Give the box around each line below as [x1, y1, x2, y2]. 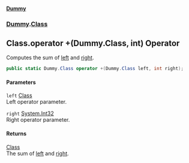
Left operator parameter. [6, 98, 67, 105]
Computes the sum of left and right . [6, 54, 94, 61]
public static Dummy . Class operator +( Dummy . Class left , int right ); [6, 66, 184, 72]
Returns [6, 130, 27, 137]
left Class [6, 92, 32, 99]
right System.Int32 [6, 110, 54, 117]
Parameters [6, 79, 36, 86]
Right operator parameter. [6, 116, 70, 123]
